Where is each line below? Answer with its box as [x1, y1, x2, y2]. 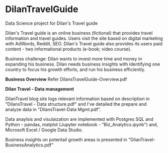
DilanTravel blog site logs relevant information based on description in [5, 96, 150, 102]
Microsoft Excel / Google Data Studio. [5, 127, 83, 133]
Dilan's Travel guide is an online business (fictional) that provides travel [5, 30, 153, 36]
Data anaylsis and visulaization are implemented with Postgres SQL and [5, 116, 153, 122]
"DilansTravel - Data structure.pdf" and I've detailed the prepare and [5, 101, 147, 107]
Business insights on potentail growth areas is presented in [5, 136, 127, 142]
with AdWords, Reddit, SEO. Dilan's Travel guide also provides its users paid [5, 40, 162, 46]
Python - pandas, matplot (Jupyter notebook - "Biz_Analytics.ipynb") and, [5, 121, 158, 127]
